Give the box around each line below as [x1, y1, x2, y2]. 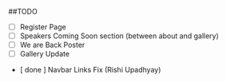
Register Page [19, 22, 66, 31]
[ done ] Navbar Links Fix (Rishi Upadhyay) [19, 65, 161, 75]
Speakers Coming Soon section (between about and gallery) [19, 31, 220, 41]
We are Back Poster [19, 40, 85, 50]
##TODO [8, 7, 38, 16]
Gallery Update [19, 49, 70, 59]
